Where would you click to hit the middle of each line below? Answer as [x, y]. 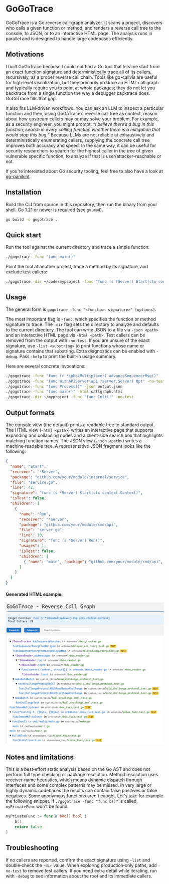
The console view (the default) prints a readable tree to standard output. [80, 425]
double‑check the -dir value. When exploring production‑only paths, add [81, 865]
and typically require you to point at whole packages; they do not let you [80, 88]
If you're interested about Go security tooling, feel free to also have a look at [84, 171]
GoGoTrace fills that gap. [31, 98]
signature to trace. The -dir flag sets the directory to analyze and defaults [82, 324]
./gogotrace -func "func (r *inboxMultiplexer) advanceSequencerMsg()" [82, 376]
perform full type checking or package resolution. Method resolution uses [82, 775]
